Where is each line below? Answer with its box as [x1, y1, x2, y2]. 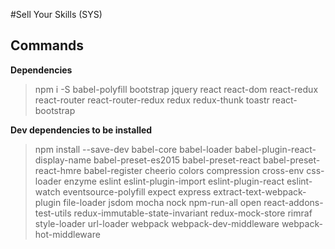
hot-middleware [34, 228, 101, 240]
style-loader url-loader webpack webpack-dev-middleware [34, 217, 280, 229]
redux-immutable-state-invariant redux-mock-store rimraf [73, 207, 313, 219]
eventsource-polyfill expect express [62, 185, 212, 198]
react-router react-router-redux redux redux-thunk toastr [34, 94, 270, 106]
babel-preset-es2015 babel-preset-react [93, 154, 262, 166]
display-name [34, 154, 92, 166]
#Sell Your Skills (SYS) [10, 9, 103, 20]
